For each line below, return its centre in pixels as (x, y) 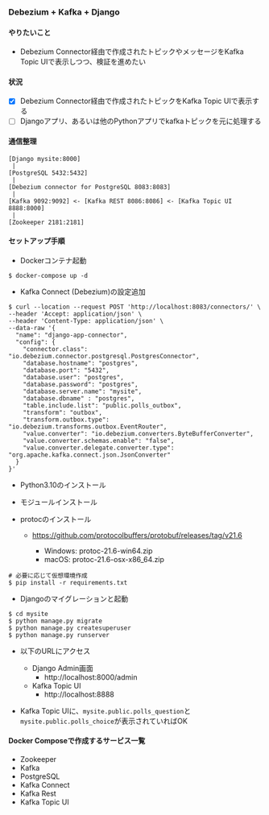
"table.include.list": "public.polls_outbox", (102, 405)
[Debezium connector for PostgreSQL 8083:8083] (90, 187)
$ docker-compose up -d (48, 275)
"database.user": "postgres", (74, 377)
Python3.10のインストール (63, 485)
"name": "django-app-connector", (72, 335)
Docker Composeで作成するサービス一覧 (77, 741)
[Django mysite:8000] (45, 159)
